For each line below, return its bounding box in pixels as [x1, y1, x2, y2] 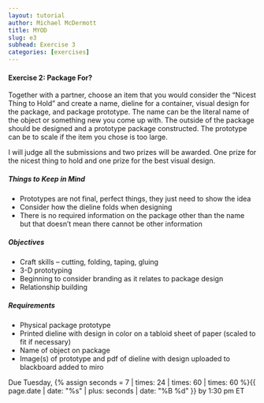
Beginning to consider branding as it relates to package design [19, 274, 224, 284]
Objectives [8, 237, 45, 247]
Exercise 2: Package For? [8, 73, 93, 82]
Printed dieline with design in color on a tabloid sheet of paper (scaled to [19, 329, 256, 338]
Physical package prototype [19, 321, 111, 330]
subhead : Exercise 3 [8, 41, 76, 49]
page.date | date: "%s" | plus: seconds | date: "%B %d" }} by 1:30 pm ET [8, 386, 245, 396]
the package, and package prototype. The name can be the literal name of [8, 107, 250, 117]
